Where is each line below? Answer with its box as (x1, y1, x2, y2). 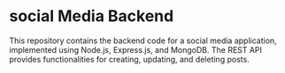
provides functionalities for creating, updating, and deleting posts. (9, 54, 250, 64)
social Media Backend (9, 6, 174, 26)
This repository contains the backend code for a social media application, (9, 35, 277, 46)
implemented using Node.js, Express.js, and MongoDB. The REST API (9, 44, 263, 55)
